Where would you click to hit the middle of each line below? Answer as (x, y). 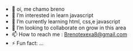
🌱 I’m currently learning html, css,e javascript (66, 21)
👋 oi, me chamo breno (38, 9)
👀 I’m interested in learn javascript (52, 15)
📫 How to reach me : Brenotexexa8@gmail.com (69, 34)
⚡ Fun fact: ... (27, 43)
